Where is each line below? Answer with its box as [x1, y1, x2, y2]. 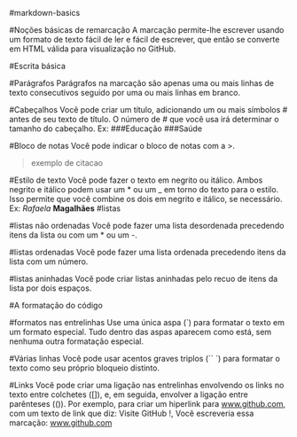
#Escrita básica [9, 61, 66, 71]
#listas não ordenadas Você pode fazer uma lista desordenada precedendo [9, 221, 285, 230]
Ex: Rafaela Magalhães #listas [9, 203, 121, 214]
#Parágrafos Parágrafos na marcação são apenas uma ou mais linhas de [9, 78, 275, 88]
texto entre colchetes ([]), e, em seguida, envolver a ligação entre [9, 389, 248, 400]
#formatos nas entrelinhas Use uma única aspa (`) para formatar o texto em [9, 317, 285, 327]
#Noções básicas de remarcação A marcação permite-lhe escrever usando [9, 25, 285, 35]
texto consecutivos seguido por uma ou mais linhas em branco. [9, 88, 241, 98]
